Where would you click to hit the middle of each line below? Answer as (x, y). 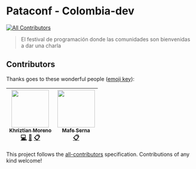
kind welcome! (24, 161)
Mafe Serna (76, 130)
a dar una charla (41, 46)
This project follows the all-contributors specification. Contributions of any (98, 154)
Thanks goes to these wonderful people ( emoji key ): (71, 79)
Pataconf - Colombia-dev (70, 11)
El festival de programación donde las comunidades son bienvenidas (105, 39)
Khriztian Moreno (30, 130)
